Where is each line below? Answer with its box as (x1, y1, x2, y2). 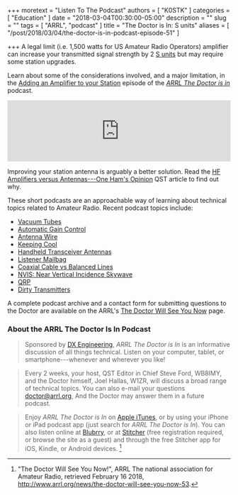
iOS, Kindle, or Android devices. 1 (24, 443, 122, 452)
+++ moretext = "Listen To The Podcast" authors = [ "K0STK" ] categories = (7, 6, 230, 14)
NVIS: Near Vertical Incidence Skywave (17, 270, 133, 279)
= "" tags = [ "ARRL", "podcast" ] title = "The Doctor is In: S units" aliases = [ (7, 21, 229, 29)
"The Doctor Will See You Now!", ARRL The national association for (17, 465, 214, 473)
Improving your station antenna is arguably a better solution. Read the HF (7, 167, 221, 176)
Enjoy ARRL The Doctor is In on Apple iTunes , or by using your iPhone (24, 413, 229, 421)
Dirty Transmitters (17, 285, 71, 294)
